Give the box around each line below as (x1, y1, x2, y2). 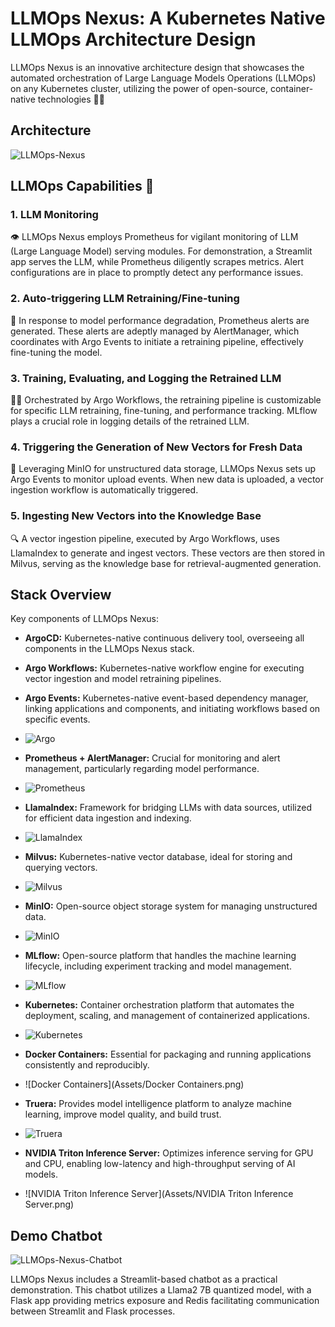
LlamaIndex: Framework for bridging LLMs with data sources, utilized (24, 802, 313, 814)
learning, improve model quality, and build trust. (24, 1108, 222, 1121)
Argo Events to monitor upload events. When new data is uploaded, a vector (10, 473, 325, 486)
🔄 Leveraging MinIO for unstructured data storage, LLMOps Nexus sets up (10, 463, 317, 475)
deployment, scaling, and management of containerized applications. (24, 1010, 310, 1022)
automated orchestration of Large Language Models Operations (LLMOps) (10, 72, 317, 84)
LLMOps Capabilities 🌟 (10, 178, 155, 195)
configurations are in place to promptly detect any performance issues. (10, 267, 304, 279)
